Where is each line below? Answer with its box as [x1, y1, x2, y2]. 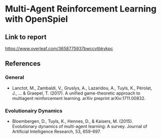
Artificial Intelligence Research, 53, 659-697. [12, 128, 101, 134]
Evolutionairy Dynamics [5, 107, 63, 114]
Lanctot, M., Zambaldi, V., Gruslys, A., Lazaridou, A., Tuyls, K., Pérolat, [12, 85, 152, 91]
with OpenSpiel [5, 14, 68, 25]
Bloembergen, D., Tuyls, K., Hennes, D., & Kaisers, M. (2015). [12, 118, 133, 124]
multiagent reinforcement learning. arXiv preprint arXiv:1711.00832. [12, 95, 146, 101]
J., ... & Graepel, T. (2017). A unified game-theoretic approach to [12, 90, 141, 96]
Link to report [5, 33, 47, 41]
